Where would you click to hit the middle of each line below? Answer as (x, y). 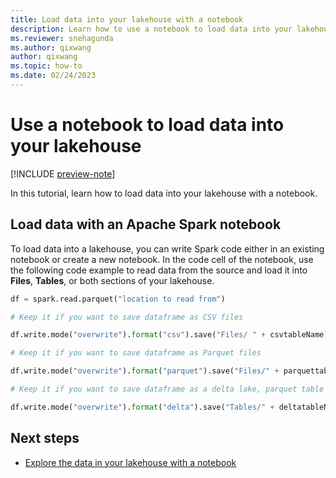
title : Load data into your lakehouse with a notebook (127, 19)
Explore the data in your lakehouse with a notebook (130, 462)
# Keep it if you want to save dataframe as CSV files (127, 317)
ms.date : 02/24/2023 (53, 76)
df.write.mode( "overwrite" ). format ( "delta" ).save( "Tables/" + (142, 407)
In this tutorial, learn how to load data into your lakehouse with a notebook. (164, 193)
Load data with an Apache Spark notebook (146, 224)
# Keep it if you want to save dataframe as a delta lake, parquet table (167, 389)
